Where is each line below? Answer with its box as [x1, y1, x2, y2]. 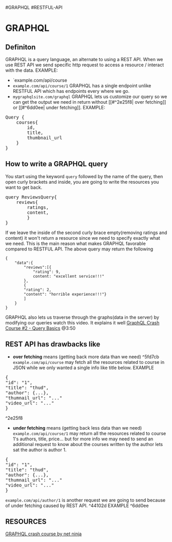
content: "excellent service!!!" [32, 274, 104, 279]
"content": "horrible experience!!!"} [24, 292, 107, 297]
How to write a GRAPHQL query [5, 160, 108, 168]
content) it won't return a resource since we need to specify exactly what [5, 235, 160, 241]
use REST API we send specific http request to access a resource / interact [5, 62, 164, 68]
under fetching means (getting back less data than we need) [12, 424, 142, 431]
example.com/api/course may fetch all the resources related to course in [12, 359, 165, 365]
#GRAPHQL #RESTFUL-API [5, 5, 63, 10]
